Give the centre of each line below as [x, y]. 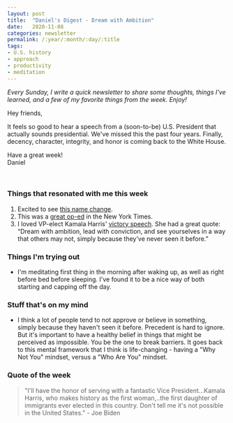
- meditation [26, 72]
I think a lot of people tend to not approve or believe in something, [112, 320]
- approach [23, 59]
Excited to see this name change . [65, 209]
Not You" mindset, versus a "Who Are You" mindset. [92, 357]
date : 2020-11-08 [36, 27]
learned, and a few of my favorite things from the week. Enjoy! [97, 99]
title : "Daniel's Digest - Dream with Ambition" [81, 20]
